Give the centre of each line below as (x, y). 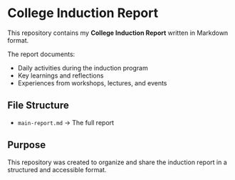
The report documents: (41, 54)
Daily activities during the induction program (83, 68)
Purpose (27, 145)
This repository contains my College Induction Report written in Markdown (118, 33)
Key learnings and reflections (61, 75)
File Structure (38, 106)
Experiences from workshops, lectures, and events (92, 83)
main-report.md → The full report (66, 122)
